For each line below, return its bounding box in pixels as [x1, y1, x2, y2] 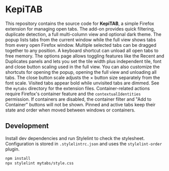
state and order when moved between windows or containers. [5, 107, 136, 113]
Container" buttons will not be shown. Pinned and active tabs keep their [5, 101, 156, 107]
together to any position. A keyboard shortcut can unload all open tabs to [5, 47, 159, 53]
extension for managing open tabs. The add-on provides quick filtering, [5, 25, 155, 32]
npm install [5, 156, 31, 161]
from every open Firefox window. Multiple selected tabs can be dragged [5, 42, 157, 48]
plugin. [5, 146, 20, 152]
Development [5, 122, 49, 130]
